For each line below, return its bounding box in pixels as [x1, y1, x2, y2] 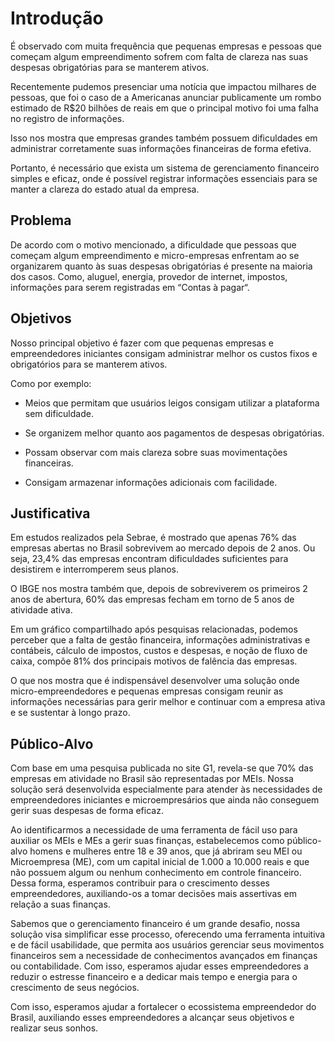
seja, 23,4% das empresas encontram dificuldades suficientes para [10, 553, 289, 565]
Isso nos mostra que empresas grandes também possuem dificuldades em [10, 132, 318, 144]
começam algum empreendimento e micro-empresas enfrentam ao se [10, 249, 300, 261]
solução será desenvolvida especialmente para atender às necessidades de [10, 783, 323, 796]
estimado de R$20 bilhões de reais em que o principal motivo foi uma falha [10, 102, 319, 114]
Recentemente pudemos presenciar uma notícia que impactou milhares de [10, 80, 317, 92]
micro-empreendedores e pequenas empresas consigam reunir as [10, 685, 284, 697]
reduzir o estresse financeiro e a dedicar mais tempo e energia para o [10, 971, 298, 983]
